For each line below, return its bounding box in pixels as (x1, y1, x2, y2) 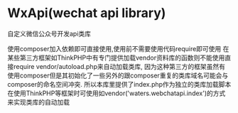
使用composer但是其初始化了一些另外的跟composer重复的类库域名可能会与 (7, 71, 229, 80)
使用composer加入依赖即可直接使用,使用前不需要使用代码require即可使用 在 (7, 44, 229, 53)
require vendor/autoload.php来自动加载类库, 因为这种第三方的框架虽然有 (13, 62, 226, 70)
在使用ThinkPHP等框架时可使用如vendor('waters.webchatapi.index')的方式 (7, 89, 226, 97)
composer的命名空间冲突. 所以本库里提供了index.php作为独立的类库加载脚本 (7, 80, 232, 88)
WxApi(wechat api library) (7, 5, 166, 21)
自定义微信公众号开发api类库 (7, 29, 91, 38)
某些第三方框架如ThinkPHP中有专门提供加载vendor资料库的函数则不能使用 (7, 53, 225, 62)
